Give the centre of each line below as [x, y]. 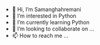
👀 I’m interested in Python [44, 16]
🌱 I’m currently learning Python [51, 22]
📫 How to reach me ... [40, 36]
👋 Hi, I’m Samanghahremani [47, 9]
